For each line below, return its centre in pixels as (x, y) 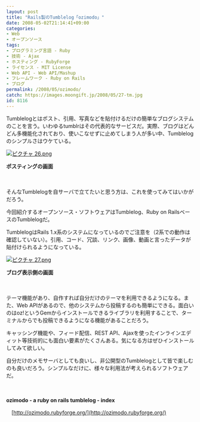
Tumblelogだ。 (35, 219)
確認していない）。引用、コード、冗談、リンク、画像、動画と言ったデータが (99, 239)
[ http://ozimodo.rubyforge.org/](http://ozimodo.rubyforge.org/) (89, 412)
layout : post (22, 12)
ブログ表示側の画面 (30, 272)
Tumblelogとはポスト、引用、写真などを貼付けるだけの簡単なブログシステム (100, 118)
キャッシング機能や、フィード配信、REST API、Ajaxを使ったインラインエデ (99, 333)
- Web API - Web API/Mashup (41, 73)
